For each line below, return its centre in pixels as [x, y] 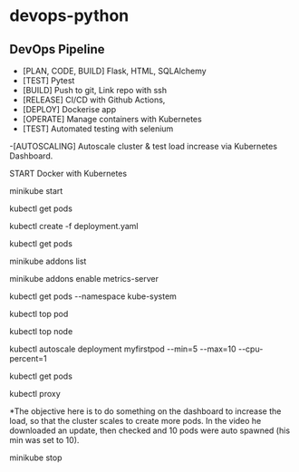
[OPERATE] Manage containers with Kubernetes [112, 119]
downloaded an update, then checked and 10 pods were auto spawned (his [150, 430]
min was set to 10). [44, 440]
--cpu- [251, 349]
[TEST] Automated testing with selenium [98, 129]
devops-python [69, 16]
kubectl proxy [35, 394]
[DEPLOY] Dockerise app [69, 109]
